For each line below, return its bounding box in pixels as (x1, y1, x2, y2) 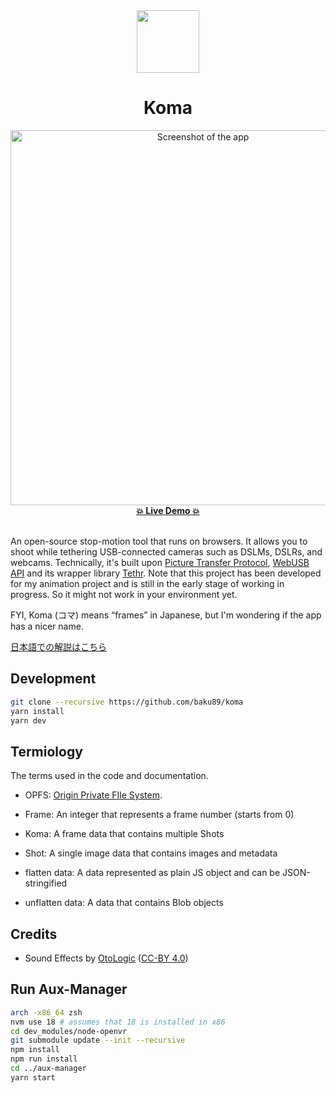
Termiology (10, 743, 83, 760)
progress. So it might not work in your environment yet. (10, 588, 238, 600)
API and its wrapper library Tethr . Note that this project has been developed (10, 567, 322, 579)
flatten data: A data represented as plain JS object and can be (24, 867, 281, 879)
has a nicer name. (10, 620, 84, 632)
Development (10, 670, 97, 688)
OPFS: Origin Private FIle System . (24, 789, 163, 801)
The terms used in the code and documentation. (10, 770, 209, 782)
